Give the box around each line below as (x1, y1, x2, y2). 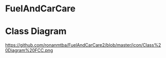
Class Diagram (5, 26, 67, 37)
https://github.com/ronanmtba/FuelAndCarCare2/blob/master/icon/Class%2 (5, 42, 162, 48)
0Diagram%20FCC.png (5, 48, 53, 54)
